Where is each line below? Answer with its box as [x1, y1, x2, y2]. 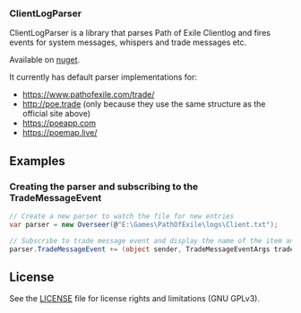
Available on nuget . [9, 55, 81, 65]
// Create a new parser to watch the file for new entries [9, 212, 235, 221]
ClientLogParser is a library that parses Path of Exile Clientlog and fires [9, 28, 271, 39]
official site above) [21, 109, 91, 119]
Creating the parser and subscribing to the [9, 180, 199, 193]
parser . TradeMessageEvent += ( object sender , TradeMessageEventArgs [9, 245, 271, 254]
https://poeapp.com [21, 117, 97, 128]
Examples [9, 153, 65, 169]
